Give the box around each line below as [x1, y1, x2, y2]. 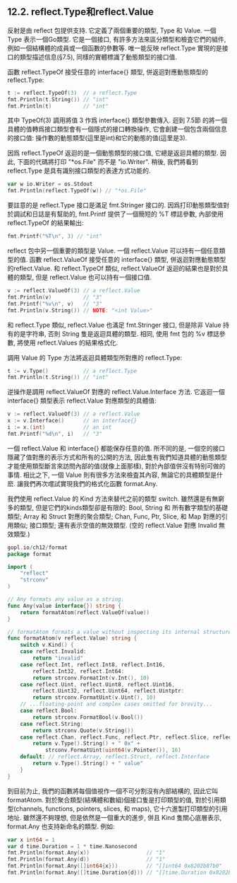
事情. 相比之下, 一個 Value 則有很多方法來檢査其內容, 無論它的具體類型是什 [7, 471, 224, 479]
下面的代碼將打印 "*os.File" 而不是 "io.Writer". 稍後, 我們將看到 [16, 158, 199, 166]
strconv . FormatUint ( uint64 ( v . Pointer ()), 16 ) [44, 746, 181, 754]
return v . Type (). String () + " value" [32, 760, 143, 767]
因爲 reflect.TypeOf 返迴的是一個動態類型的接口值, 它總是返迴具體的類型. [7, 149, 219, 157]
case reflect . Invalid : [20, 648, 87, 655]
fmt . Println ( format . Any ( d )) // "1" [7, 856, 166, 863]
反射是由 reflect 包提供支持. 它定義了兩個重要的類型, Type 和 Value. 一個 [7, 26, 217, 35]
